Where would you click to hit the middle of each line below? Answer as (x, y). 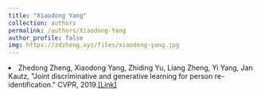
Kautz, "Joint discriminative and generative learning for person (111, 76)
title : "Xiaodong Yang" (48, 16)
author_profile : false (46, 38)
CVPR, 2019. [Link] (87, 85)
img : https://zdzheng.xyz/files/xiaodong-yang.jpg (94, 45)
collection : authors (43, 23)
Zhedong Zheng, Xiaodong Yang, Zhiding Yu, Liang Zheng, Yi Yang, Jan (136, 68)
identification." (32, 85)
